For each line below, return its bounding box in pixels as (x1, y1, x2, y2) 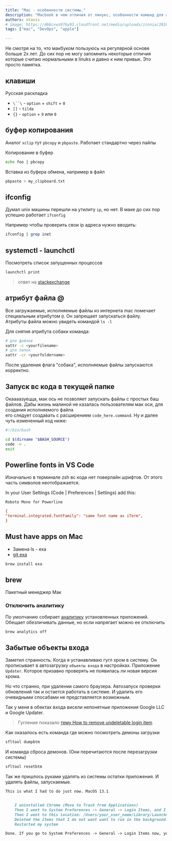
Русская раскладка (5, 90, 48, 96)
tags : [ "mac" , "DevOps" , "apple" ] (5, 27, 79, 32)
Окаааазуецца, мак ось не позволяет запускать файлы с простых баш (5, 396, 159, 402)
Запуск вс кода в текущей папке (5, 382, 115, 391)
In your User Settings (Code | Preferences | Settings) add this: (5, 490, 136, 496)
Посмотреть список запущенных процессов (5, 260, 102, 266)
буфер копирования (5, 126, 73, 135)
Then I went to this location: (14, 812, 81, 817)
